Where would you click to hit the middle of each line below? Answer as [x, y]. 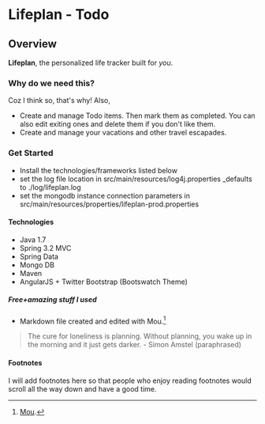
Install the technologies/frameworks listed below [98, 170]
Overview [33, 44]
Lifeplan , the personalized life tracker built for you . [91, 62]
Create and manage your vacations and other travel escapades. [123, 133]
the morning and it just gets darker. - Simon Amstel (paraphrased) [134, 345]
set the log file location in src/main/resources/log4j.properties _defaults [136, 179]
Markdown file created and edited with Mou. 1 [93, 320]
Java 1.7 [33, 240]
